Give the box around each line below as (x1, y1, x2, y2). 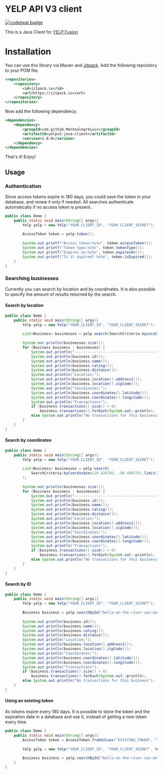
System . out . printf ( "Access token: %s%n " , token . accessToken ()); (22, 241, 153, 246)
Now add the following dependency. (5, 108, 78, 114)
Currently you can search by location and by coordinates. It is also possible (5, 286, 156, 292)
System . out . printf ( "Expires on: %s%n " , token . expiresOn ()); (22, 250, 145, 255)
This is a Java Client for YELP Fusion (5, 29, 79, 35)
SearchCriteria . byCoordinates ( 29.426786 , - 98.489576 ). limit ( (31, 471, 158, 476)
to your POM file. (5, 67, 39, 73)
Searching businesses (5, 275, 59, 282)
